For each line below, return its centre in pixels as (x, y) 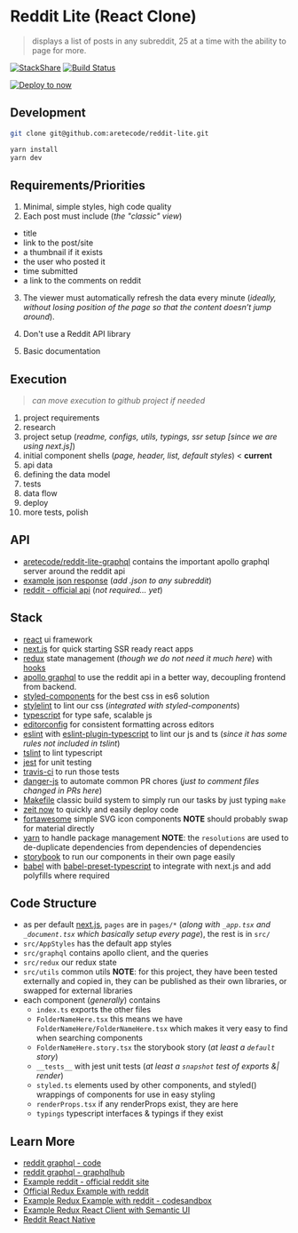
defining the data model (67, 474)
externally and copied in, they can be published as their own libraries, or (155, 981)
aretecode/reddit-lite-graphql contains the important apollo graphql (146, 561)
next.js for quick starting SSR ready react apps (108, 649)
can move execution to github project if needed (118, 400)
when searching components (89, 1038)
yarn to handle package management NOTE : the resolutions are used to (156, 837)
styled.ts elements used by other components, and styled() (146, 1085)
